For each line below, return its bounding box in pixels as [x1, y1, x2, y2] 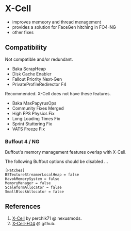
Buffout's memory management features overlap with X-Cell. [5, 149, 127, 155]
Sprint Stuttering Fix [12, 121, 52, 126]
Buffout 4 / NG [5, 138, 40, 145]
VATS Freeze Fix [12, 126, 45, 132]
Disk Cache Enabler [12, 71, 52, 77]
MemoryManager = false [5, 181, 51, 186]
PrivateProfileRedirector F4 [12, 81, 66, 87]
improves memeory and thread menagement [12, 19, 101, 25]
